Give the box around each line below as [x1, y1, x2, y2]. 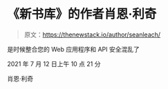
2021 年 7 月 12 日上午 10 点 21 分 [7, 59, 101, 68]
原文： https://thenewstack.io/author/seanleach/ [24, 30, 161, 39]
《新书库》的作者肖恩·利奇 [7, 6, 157, 22]
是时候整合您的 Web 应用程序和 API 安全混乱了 [7, 45, 140, 53]
